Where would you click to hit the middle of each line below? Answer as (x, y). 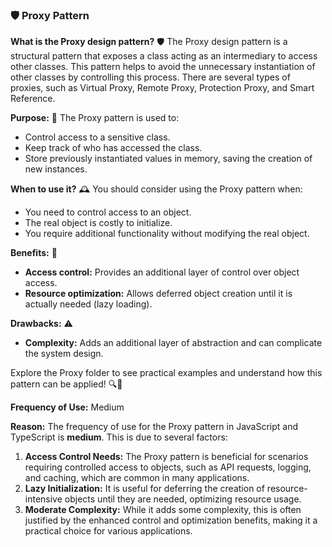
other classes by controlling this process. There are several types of (150, 77)
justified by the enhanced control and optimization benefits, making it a (171, 520)
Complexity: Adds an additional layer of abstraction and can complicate (173, 343)
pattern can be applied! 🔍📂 (66, 384)
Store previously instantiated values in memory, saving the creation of (168, 159)
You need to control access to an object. (108, 212)
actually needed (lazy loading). (88, 304)
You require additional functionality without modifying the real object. (167, 234)
